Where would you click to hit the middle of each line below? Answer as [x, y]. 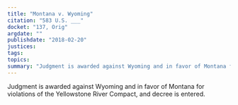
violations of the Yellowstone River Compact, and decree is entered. [106, 94]
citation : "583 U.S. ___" [45, 20]
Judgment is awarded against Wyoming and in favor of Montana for [106, 86]
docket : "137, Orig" [38, 27]
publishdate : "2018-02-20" [47, 40]
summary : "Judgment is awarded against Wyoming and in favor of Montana [117, 66]
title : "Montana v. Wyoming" [50, 14]
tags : [15, 54]
